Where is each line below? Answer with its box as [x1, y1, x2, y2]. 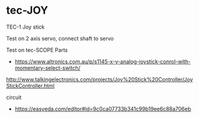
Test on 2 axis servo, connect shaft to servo [6, 35, 114, 42]
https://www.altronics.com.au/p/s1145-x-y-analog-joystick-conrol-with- [14, 58, 191, 65]
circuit [6, 94, 22, 101]
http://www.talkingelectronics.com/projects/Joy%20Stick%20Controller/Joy [6, 76, 194, 83]
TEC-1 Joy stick [6, 23, 45, 30]
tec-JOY [6, 4, 49, 17]
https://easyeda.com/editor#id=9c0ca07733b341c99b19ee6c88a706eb [14, 105, 192, 112]
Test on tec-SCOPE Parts [6, 46, 68, 54]
